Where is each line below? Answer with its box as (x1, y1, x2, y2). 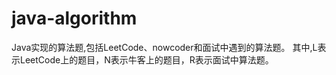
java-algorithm (11, 7, 138, 30)
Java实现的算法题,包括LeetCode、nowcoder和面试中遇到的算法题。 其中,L (11, 41, 318, 53)
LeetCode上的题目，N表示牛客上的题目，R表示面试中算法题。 (19, 53, 274, 66)
